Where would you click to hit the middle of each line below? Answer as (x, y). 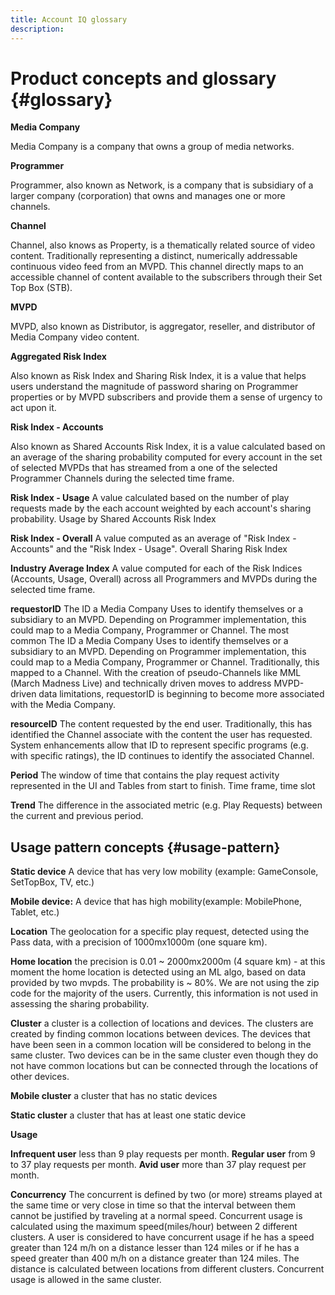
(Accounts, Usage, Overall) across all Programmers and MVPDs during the (164, 579)
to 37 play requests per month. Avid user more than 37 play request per (158, 1165)
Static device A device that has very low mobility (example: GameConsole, (164, 872)
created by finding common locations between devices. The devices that (160, 1034)
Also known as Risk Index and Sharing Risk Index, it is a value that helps (158, 376)
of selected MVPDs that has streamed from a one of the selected (144, 468)
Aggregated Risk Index (58, 357)
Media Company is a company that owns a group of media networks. (152, 147)
